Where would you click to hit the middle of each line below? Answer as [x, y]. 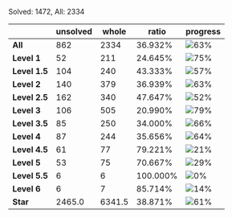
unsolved [74, 31]
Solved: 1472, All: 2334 [47, 12]
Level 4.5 [30, 150]
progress [204, 31]
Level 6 [27, 189]
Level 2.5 [30, 97]
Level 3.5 [30, 123]
